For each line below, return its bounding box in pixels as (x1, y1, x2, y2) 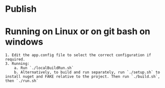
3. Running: (5, 61, 30, 66)
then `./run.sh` (5, 79, 39, 84)
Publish (5, 3, 37, 15)
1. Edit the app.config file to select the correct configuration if (5, 53, 152, 58)
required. (5, 57, 26, 62)
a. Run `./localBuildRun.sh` (14, 65, 74, 71)
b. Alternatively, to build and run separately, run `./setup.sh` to (14, 70, 161, 75)
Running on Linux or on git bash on (5, 26, 151, 37)
